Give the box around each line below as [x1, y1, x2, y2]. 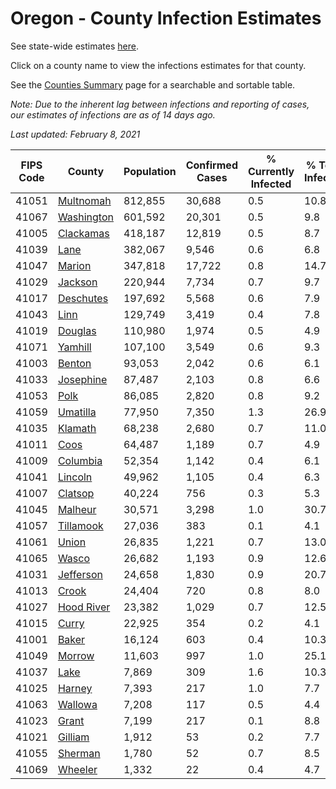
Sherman [57, 746, 101, 760]
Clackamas [57, 226, 110, 240]
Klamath [57, 421, 97, 435]
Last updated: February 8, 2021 [10, 128, 141, 140]
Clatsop [57, 486, 95, 500]
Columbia [57, 453, 103, 467]
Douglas [57, 323, 97, 337]
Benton [57, 356, 92, 370]
